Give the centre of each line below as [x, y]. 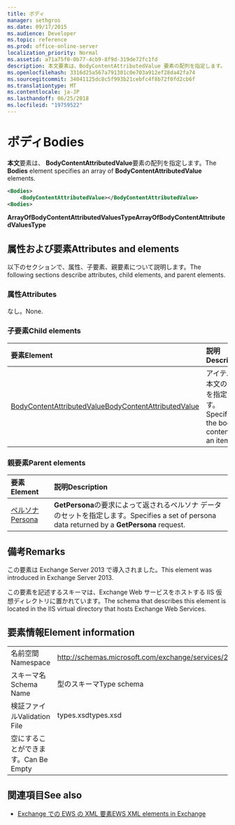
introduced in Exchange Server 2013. [60, 577]
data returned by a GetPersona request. [119, 525]
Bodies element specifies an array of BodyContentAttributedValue [105, 171]
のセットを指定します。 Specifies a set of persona [135, 515]
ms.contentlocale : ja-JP [43, 92]
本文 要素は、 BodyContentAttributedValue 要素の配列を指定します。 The [112, 163]
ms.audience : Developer [42, 33]
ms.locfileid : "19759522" [45, 105]
